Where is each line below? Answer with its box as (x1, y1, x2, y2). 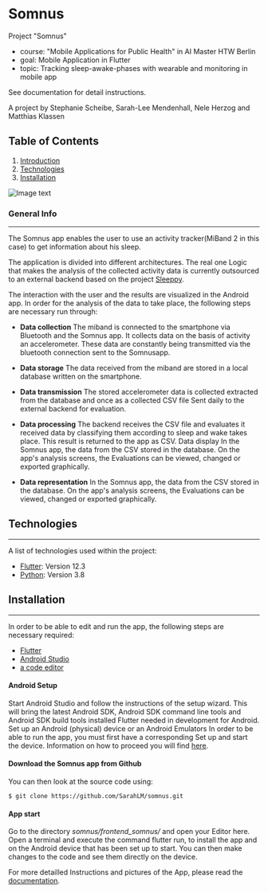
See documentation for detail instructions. (8, 87, 146, 96)
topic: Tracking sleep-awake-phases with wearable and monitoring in (19, 63, 248, 73)
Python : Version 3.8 (19, 569, 85, 579)
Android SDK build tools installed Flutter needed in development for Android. (8, 715, 260, 725)
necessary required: (8, 630, 74, 639)
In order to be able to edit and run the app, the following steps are (8, 621, 225, 631)
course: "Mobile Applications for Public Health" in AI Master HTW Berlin (19, 46, 256, 56)
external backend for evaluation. (19, 404, 127, 414)
